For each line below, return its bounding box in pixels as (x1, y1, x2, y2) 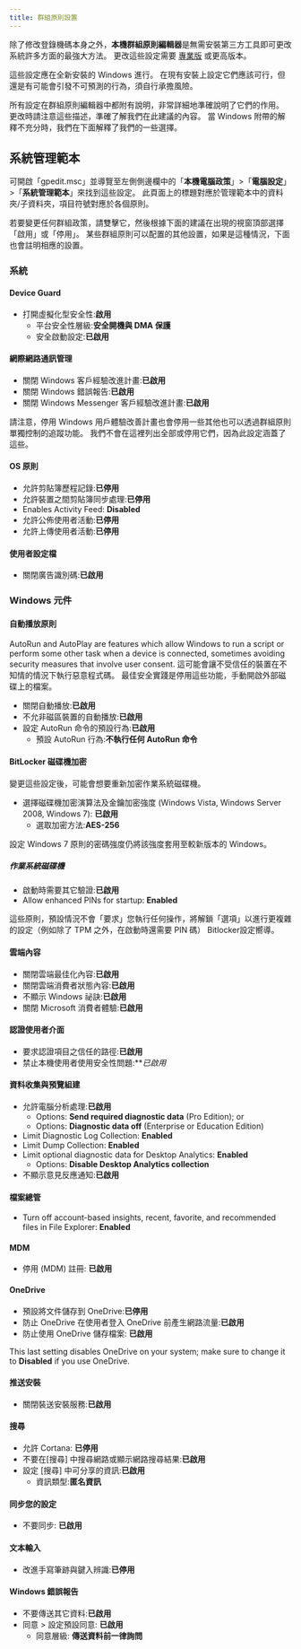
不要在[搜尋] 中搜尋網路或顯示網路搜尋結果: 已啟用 (21, 1454, 206, 1465)
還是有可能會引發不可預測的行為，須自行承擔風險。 (9, 80, 198, 91)
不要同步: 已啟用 (21, 1520, 82, 1531)
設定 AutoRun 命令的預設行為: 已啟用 (21, 723, 156, 734)
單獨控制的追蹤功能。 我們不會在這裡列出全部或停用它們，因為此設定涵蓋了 (9, 427, 287, 438)
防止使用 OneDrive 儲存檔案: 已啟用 (21, 1328, 153, 1339)
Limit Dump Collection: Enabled (21, 1140, 140, 1151)
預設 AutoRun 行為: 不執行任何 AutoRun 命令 (35, 734, 198, 745)
